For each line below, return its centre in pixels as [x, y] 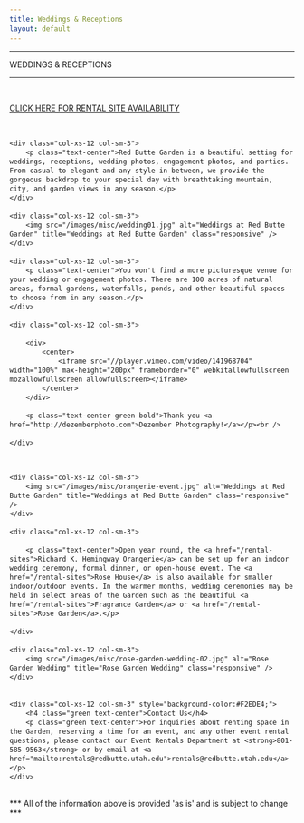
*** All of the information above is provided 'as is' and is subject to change [148, 803]
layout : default [40, 29]
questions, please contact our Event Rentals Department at [125, 740]
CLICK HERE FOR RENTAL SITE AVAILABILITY [95, 108]
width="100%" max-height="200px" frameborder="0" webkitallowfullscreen [149, 370]
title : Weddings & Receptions [66, 19]
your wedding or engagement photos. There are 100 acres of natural [141, 279]
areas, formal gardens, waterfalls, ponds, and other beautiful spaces [147, 289]
